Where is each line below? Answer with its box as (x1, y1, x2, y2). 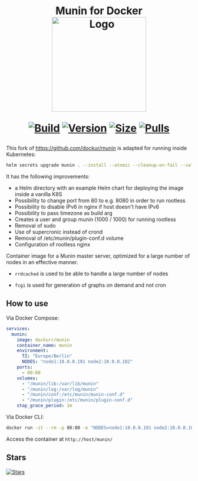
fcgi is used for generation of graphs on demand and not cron (14, 282, 166, 289)
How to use (6, 298, 48, 308)
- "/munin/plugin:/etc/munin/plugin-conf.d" (21, 397, 133, 403)
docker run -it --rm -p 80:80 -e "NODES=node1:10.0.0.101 (6, 425, 151, 431)
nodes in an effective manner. (6, 259, 78, 266)
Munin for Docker (55, 4, 143, 18)
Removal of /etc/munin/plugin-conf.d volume (14, 235, 124, 242)
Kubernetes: (6, 151, 36, 158)
